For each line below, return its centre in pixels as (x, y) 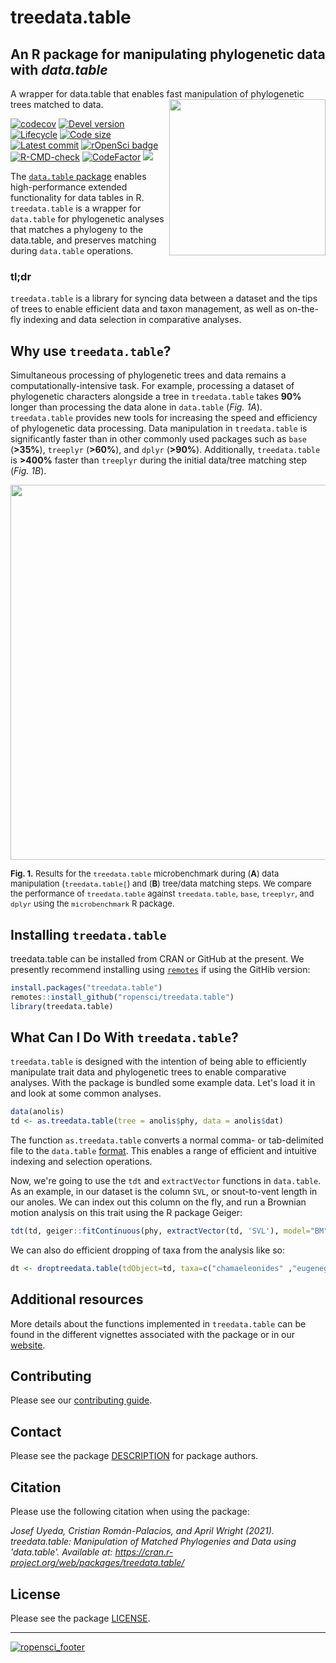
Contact (36, 1431)
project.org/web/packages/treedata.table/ (97, 1563)
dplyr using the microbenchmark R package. (92, 904)
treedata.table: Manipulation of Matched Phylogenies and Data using (153, 1542)
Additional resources (77, 1299)
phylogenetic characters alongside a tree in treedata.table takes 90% (156, 397)
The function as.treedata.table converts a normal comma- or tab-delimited (167, 1140)
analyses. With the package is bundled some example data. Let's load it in (163, 1083)
